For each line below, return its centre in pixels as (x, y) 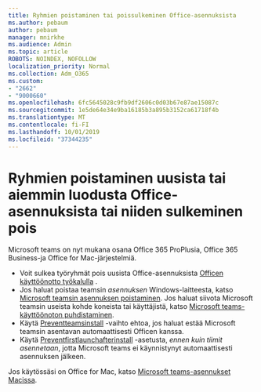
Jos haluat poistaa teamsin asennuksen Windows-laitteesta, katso (126, 290)
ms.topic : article (38, 52)
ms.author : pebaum (38, 23)
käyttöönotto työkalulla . (58, 281)
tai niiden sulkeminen (172, 211)
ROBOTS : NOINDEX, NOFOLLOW (52, 60)
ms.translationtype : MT (47, 118)
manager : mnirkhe (36, 37)
